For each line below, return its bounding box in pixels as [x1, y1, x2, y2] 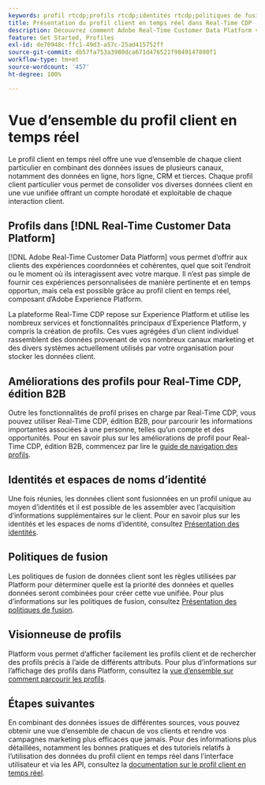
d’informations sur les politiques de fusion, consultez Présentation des [8, 596, 237, 606]
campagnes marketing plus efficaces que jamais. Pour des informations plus [8, 734, 257, 744]
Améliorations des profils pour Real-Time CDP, [8, 375, 242, 388]
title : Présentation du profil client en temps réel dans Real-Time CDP [8, 19, 252, 27]
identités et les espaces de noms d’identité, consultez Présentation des [8, 519, 240, 528]
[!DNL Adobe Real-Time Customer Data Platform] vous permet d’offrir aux [8, 252, 248, 262]
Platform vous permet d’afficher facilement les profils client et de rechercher [8, 649, 256, 659]
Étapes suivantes [8, 697, 95, 711]
